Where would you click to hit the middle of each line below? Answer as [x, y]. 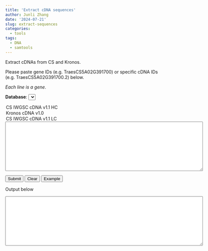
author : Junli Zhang [27, 15]
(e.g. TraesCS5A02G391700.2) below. [45, 77]
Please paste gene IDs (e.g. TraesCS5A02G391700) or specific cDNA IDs [82, 72]
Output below [20, 189]
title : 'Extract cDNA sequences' [41, 10]
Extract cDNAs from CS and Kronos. [43, 62]
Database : [16, 97]
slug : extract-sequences [31, 24]
